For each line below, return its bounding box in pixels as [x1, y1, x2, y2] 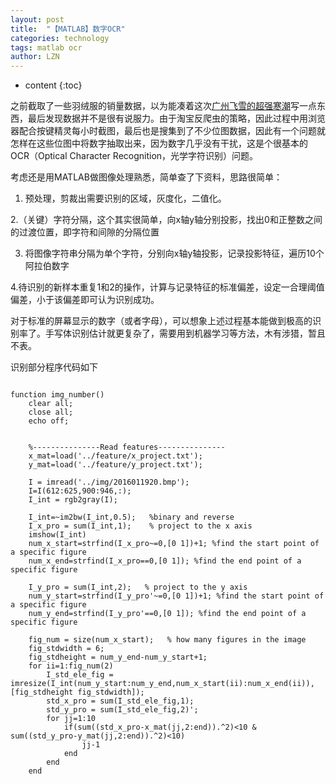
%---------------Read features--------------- [28, 442, 226, 453]
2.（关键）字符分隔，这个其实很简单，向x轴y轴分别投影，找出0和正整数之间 [10, 214, 323, 226]
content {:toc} [24, 79, 83, 91]
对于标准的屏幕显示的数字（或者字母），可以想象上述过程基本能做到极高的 [10, 315, 313, 327]
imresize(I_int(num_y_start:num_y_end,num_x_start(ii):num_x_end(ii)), [10, 679, 315, 689]
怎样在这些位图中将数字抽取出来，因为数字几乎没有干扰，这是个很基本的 [10, 137, 308, 150]
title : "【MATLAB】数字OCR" [10, 24, 126, 34]
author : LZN [10, 52, 60, 62]
